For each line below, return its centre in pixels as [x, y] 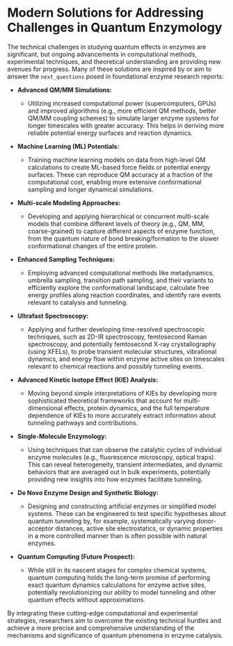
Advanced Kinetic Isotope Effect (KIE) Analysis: [88, 380]
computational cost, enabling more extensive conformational [114, 181]
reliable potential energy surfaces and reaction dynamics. [110, 133]
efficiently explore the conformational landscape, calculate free [119, 287]
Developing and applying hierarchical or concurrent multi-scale [118, 216]
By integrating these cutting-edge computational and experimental [103, 613]
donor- [207, 521]
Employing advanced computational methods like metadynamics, [121, 273]
